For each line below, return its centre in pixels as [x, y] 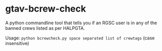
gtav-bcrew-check [46, 9]
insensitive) [17, 43]
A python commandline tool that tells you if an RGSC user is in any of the [81, 23]
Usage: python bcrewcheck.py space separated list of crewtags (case [80, 38]
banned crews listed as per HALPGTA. [45, 28]
